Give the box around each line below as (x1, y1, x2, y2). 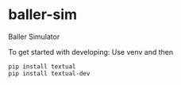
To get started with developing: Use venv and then (8, 47, 173, 56)
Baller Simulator (8, 32, 60, 41)
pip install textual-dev (8, 69, 90, 77)
